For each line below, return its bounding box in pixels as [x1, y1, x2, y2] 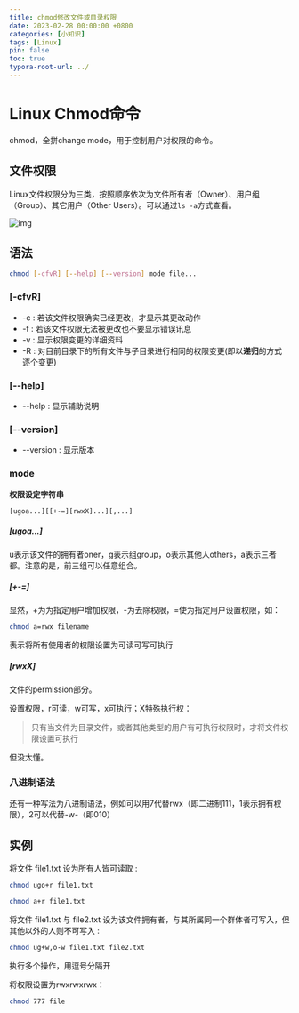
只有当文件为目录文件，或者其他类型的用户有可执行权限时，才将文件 [30, 722, 281, 733]
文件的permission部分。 [9, 684, 97, 695]
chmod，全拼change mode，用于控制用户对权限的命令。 [9, 134, 218, 145]
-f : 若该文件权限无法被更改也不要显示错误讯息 [21, 323, 192, 334]
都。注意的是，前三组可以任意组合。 [9, 560, 142, 571]
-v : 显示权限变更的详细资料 [21, 334, 124, 345]
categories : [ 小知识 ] [9, 29, 85, 38]
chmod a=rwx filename [9, 623, 90, 631]
